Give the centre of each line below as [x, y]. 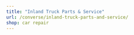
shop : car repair [28, 23]
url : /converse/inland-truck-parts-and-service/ [67, 17]
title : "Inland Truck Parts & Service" [55, 12]
